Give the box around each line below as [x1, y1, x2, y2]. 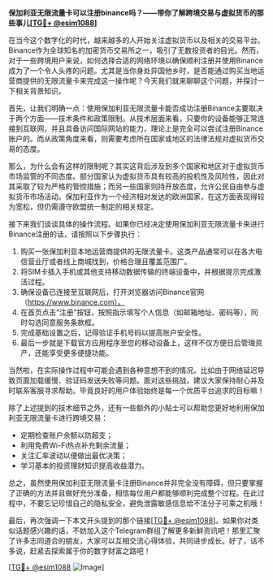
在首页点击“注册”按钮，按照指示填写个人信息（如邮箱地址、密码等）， [19, 308, 252, 317]
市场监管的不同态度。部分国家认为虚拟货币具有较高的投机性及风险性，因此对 [8, 171, 265, 181]
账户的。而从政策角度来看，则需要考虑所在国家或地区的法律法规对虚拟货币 [8, 134, 258, 143]
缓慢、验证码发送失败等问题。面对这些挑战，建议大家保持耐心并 [43, 375, 258, 385]
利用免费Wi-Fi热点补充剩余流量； [19, 440, 132, 450]
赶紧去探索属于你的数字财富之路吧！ [29, 546, 151, 556]
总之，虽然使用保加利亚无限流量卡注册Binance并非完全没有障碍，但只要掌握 [8, 478, 264, 487]
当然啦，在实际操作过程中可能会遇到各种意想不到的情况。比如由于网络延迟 [8, 366, 258, 374]
